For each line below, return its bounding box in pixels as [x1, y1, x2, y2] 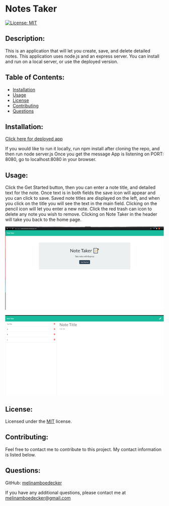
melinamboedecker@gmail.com [5, 495, 71, 501]
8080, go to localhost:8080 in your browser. [5, 156, 97, 162]
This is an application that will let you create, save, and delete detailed [5, 47, 151, 53]
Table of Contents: [5, 73, 65, 82]
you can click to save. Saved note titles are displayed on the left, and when [5, 195, 160, 201]
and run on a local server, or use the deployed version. [5, 59, 118, 65]
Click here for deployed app [5, 136, 63, 142]
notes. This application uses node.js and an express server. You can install [5, 53, 159, 59]
